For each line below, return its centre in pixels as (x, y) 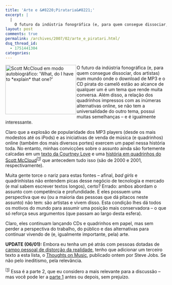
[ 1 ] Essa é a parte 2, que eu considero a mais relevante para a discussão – (83, 271)
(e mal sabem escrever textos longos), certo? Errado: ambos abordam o (81, 186)
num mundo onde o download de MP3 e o (121, 78)
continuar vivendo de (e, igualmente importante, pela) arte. (67, 234)
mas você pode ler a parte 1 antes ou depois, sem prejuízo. (67, 277)
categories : (18, 53)
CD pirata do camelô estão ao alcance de (120, 84)
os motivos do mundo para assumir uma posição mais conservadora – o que (86, 208)
